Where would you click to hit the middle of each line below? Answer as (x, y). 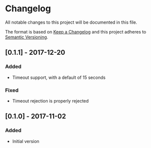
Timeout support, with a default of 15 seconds (59, 77)
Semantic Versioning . (27, 37)
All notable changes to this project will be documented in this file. (71, 22)
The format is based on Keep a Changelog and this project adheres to (76, 32)
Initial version (26, 141)
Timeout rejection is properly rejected (50, 101)
